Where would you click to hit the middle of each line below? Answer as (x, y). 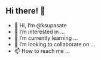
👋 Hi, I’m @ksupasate (40, 25)
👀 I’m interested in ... (39, 31)
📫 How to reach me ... (42, 50)
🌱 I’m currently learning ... (46, 38)
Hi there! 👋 (26, 11)
